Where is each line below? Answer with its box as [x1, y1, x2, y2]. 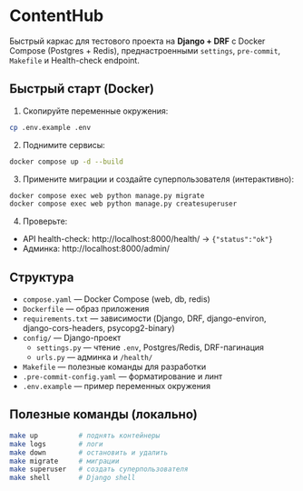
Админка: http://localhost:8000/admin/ [22, 243, 171, 255]
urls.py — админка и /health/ [35, 352, 153, 363]
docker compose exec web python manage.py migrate [9, 191, 205, 200]
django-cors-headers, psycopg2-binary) [22, 323, 175, 334]
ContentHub [9, 5, 104, 26]
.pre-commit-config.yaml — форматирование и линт [22, 371, 223, 382]
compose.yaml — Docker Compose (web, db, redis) [22, 294, 210, 305]
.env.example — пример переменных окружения [22, 381, 211, 392]
